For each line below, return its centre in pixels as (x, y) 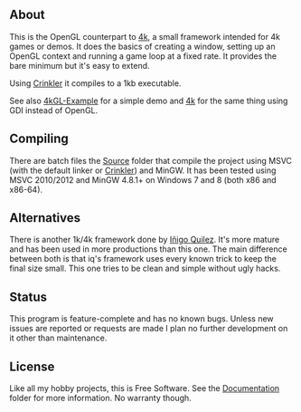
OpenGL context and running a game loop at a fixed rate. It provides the (143, 56)
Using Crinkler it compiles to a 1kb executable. (95, 83)
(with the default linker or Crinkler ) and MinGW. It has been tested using (143, 170)
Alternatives (45, 218)
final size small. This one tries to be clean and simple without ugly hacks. (145, 268)
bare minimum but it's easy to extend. (80, 65)
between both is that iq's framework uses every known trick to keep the (143, 259)
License (32, 366)
